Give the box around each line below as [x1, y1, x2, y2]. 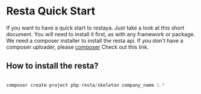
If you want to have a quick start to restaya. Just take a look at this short [6, 24, 185, 31]
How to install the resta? [6, 61, 99, 71]
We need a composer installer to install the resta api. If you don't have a [6, 37, 184, 44]
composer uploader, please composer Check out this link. [6, 43, 149, 51]
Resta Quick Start [6, 4, 95, 18]
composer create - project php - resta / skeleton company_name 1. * [6, 82, 165, 88]
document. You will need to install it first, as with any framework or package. [6, 30, 196, 37]
